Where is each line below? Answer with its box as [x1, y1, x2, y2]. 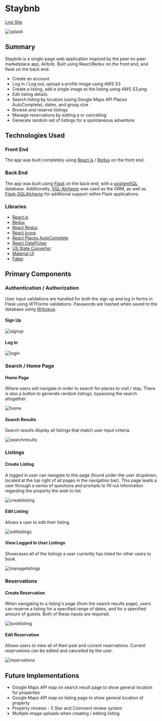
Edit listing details [12, 91, 48, 97]
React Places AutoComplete [12, 235, 69, 241]
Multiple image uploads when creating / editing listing [12, 710, 120, 717]
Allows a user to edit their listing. [5, 519, 71, 525]
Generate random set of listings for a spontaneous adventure [12, 117, 135, 123]
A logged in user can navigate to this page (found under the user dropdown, [5, 472, 158, 478]
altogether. [5, 396, 27, 402]
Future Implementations [5, 671, 79, 680]
